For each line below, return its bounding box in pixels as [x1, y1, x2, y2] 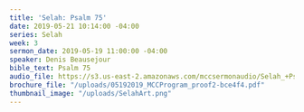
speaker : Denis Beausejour [9, 55, 111, 64]
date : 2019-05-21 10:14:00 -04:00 [9, 22, 140, 31]
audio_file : [9, 72, 54, 81]
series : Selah [9, 30, 63, 39]
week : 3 [9, 38, 39, 48]
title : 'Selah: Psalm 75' [9, 13, 107, 23]
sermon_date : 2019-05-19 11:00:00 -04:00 [9, 47, 168, 56]
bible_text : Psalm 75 [9, 64, 91, 73]
